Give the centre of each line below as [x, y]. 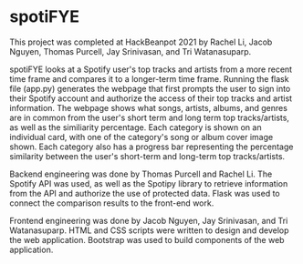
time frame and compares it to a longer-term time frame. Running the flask [149, 78]
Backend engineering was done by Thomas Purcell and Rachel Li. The [141, 174]
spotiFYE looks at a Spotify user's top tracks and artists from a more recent [151, 69]
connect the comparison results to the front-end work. [112, 203]
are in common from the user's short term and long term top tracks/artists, [150, 117]
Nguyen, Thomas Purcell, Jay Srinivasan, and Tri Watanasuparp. [131, 51]
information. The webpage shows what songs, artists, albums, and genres [148, 107]
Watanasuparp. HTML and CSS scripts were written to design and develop [149, 230]
